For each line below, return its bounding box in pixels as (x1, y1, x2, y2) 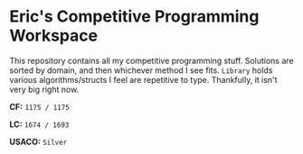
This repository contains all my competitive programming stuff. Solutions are (9, 55, 294, 66)
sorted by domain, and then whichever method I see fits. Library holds (9, 65, 273, 76)
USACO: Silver (9, 136, 68, 147)
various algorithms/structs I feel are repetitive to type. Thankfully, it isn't (9, 74, 278, 85)
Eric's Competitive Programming (9, 6, 260, 27)
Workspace (9, 25, 98, 46)
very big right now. (9, 84, 80, 95)
